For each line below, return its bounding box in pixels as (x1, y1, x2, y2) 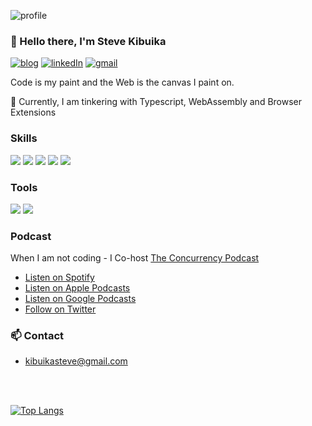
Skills (10, 131, 38, 145)
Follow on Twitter (24, 303, 97, 315)
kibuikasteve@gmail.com (24, 355, 128, 367)
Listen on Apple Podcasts (24, 282, 131, 294)
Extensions (10, 106, 57, 119)
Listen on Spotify (24, 271, 95, 284)
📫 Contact (10, 329, 64, 343)
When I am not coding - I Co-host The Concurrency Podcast (10, 252, 260, 264)
